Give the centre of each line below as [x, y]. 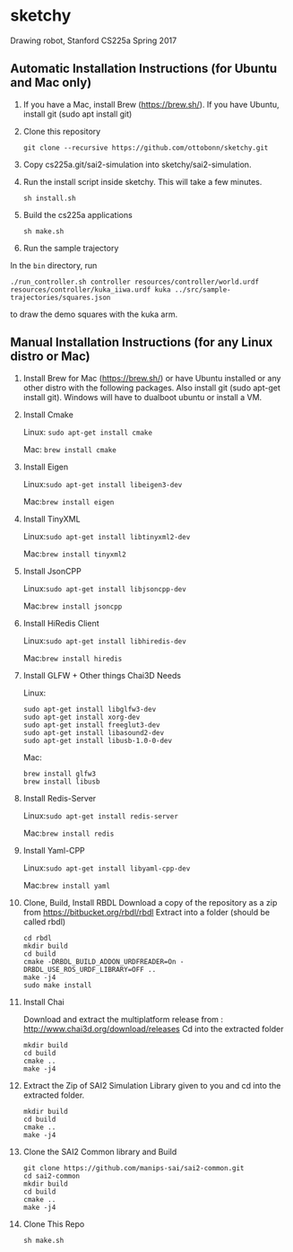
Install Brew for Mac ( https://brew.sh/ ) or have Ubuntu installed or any [152, 378]
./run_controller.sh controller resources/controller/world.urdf [134, 282]
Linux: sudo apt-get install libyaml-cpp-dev [107, 868]
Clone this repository [62, 131]
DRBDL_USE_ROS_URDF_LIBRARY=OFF [83, 969]
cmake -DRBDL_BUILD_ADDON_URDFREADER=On [99, 961]
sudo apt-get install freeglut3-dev [91, 725]
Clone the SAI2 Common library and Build [100, 1151]
